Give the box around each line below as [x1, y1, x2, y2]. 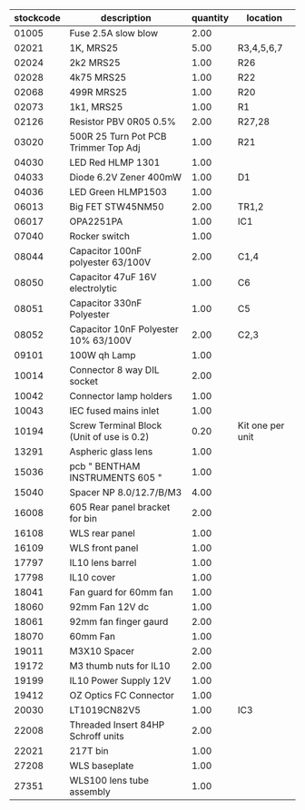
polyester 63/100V [69, 256, 152, 268]
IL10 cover [69, 571, 116, 583]
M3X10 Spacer [69, 645, 135, 657]
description [100, 12, 152, 24]
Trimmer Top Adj [69, 142, 141, 153]
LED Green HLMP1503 [69, 186, 168, 198]
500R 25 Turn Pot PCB [69, 131, 167, 142]
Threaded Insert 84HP [69, 718, 165, 731]
